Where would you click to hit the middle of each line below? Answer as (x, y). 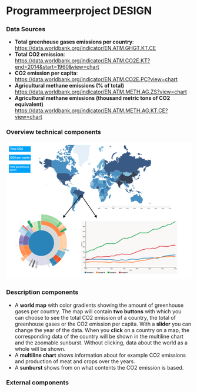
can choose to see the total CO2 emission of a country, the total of (95, 317)
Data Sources (26, 29)
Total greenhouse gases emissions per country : (74, 42)
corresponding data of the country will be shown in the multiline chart (99, 336)
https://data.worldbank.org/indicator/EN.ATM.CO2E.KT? (82, 61)
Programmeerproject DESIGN (79, 11)
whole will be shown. (40, 349)
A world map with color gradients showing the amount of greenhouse (99, 305)
